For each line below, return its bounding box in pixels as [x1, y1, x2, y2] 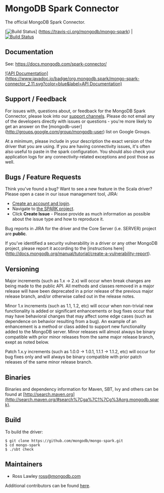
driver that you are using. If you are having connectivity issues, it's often [5, 143, 150, 149]
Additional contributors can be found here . [5, 482, 91, 489]
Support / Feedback [5, 95, 67, 103]
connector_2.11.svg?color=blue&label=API [5, 81, 89, 86]
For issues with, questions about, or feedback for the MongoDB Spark [5, 108, 145, 114]
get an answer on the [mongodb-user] [5, 123, 82, 129]
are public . [5, 231, 27, 237]
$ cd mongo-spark [5, 443, 41, 448]
